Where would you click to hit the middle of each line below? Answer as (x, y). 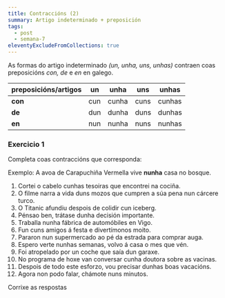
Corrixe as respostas (38, 288)
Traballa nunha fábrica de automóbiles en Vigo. (85, 223)
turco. (26, 201)
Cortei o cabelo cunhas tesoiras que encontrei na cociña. (99, 186)
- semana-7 (30, 39)
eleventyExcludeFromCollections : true (63, 46)
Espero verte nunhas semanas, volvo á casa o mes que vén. (103, 245)
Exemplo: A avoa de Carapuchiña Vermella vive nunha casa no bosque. (109, 172)
